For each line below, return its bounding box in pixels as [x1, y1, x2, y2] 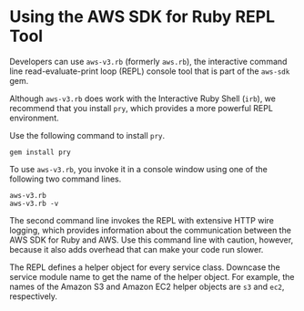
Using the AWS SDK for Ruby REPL [9, 6, 276, 27]
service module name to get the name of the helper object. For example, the [9, 271, 295, 282]
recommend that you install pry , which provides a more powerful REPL [9, 102, 273, 113]
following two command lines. [9, 173, 122, 184]
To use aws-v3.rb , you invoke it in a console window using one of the [9, 163, 269, 174]
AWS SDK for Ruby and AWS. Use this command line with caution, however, [9, 234, 294, 245]
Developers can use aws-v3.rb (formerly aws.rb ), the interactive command [9, 56, 288, 67]
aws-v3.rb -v [9, 199, 59, 208]
